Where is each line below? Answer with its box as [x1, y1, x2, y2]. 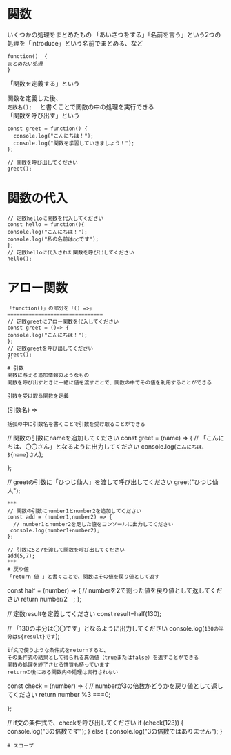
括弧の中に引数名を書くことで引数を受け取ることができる [7, 420, 146, 427]
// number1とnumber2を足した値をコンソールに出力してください [13, 521, 174, 528]
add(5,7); [7, 552, 36, 559]
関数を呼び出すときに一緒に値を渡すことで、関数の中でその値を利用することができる [7, 379, 212, 386]
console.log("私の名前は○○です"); [7, 236, 99, 243]
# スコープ [7, 742, 34, 749]
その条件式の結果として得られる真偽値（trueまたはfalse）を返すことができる [7, 654, 199, 661]
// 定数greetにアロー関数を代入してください [7, 318, 119, 325]
